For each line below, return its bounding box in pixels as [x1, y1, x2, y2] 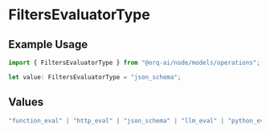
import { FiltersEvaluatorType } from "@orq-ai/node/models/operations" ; [8, 58, 261, 66]
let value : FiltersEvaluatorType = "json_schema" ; [8, 73, 182, 81]
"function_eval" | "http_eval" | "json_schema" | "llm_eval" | [8, 116, 225, 125]
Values [8, 95, 44, 109]
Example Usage [8, 38, 88, 51]
